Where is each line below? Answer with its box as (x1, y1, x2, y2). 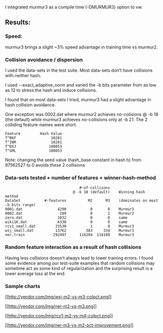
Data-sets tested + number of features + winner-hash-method (5, 174, 156, 181)
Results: (5, 18, 31, 26)
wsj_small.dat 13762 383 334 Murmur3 (5, 228, 134, 233)
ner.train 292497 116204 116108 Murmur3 (5, 232, 134, 238)
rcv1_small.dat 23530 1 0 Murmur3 (5, 224, 134, 229)
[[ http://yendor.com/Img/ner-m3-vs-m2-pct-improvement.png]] (5, 322, 134, 328)
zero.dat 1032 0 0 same (5, 215, 128, 221)
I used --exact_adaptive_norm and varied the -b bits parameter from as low (5, 82, 157, 88)
